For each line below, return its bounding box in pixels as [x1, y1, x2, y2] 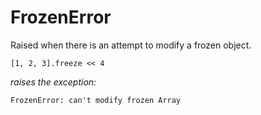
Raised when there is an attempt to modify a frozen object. [10, 39, 252, 51]
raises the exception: [10, 76, 97, 88]
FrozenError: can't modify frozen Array [10, 95, 182, 105]
